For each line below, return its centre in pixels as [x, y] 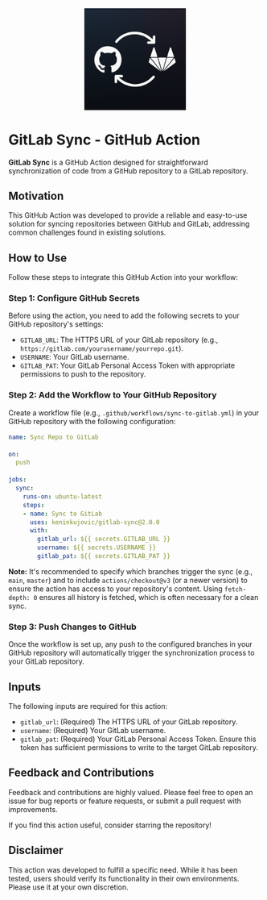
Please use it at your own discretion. [68, 887]
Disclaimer [36, 850]
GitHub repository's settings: [56, 324]
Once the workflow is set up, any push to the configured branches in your [131, 644]
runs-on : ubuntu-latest [63, 496]
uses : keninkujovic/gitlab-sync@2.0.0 [94, 522]
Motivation [36, 196]
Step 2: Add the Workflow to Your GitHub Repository [113, 395]
